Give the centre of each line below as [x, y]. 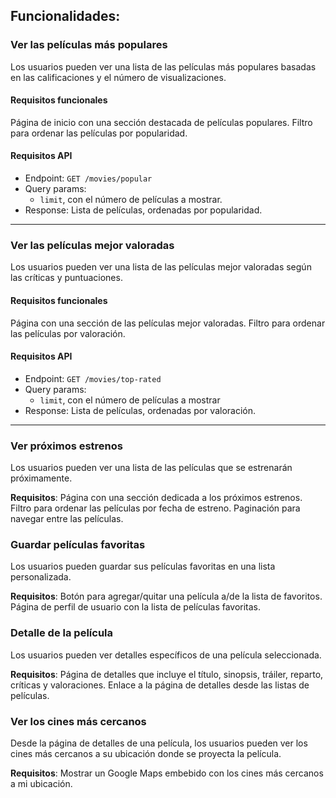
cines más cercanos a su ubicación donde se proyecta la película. [146, 753]
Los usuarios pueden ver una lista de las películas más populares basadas [163, 66]
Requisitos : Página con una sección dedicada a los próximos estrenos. [156, 498]
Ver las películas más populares [89, 45]
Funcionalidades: [65, 16]
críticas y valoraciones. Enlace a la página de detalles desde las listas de [160, 685]
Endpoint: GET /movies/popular [88, 178]
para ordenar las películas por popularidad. [99, 133]
